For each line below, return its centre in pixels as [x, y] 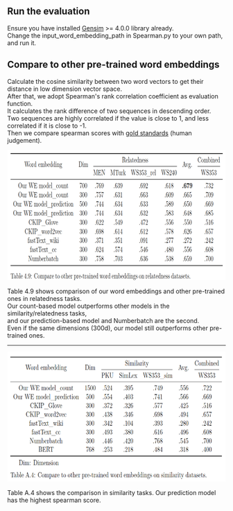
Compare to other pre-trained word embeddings [113, 65]
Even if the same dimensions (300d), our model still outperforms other [108, 328]
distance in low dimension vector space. [65, 89]
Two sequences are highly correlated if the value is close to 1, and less [108, 118]
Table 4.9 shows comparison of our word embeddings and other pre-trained [116, 291]
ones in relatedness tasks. [44, 298]
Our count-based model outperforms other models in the [88, 306]
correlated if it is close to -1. [47, 125]
